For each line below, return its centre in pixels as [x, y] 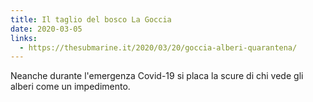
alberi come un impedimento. [70, 87]
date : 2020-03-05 [46, 29]
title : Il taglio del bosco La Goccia [91, 19]
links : [24, 38]
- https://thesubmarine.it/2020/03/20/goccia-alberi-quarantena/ [158, 47]
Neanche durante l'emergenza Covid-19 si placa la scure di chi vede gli [157, 76]
